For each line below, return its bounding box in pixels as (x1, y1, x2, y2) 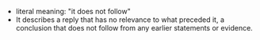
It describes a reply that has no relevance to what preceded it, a (15, 15, 224, 24)
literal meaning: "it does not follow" (15, 7, 131, 16)
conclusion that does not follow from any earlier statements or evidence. (15, 24, 254, 32)
